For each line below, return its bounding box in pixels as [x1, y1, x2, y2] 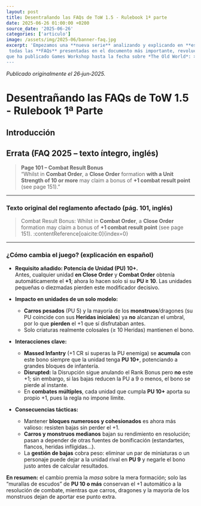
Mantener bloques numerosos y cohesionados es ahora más [23, 417, 176, 424]
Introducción [6, 127, 56, 138]
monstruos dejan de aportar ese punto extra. [6, 493, 117, 500]
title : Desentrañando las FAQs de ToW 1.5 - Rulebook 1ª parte [6, 14, 167, 20]
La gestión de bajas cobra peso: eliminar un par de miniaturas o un [23, 449, 190, 457]
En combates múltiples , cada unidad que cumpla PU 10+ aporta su [23, 388, 190, 395]
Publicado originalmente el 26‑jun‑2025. [6, 70, 106, 77]
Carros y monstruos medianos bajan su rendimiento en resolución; [23, 430, 191, 437]
